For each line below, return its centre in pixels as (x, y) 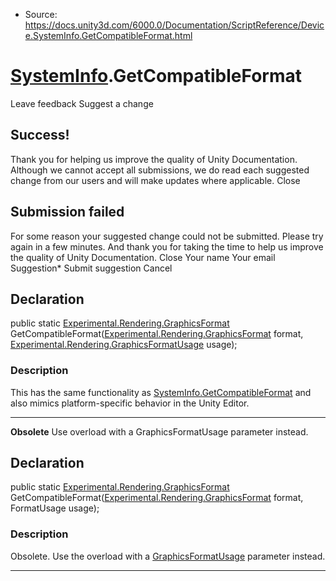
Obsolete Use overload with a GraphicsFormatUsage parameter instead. (159, 431)
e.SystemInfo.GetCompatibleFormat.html (108, 35)
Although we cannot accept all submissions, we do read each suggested (160, 170)
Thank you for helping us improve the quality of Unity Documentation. (154, 159)
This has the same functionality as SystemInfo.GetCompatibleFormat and (161, 392)
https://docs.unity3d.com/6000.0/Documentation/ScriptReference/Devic (174, 25)
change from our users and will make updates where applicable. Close (155, 180)
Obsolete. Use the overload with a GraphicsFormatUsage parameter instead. (168, 556)
